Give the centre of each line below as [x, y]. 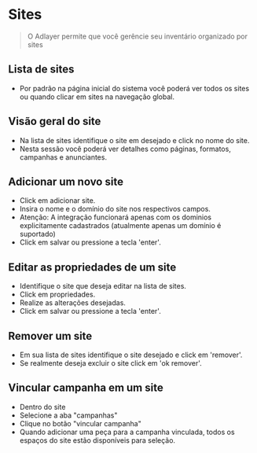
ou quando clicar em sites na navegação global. [97, 97]
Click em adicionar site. [57, 201]
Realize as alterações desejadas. [72, 303]
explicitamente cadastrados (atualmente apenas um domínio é [120, 226]
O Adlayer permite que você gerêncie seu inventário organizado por [138, 36]
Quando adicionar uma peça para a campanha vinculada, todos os [127, 432]
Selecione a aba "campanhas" [68, 415]
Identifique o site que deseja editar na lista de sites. [103, 286]
